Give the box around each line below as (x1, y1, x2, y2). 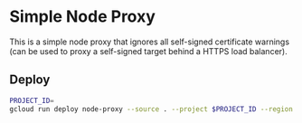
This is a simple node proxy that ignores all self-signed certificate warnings (9, 36, 290, 47)
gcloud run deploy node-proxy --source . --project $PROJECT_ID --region (9, 104, 294, 114)
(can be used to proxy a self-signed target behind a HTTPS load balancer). (9, 45, 288, 56)
